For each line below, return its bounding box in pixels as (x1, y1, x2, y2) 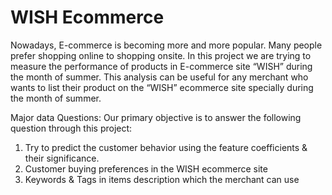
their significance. (24, 152, 100, 164)
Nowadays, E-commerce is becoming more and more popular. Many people (10, 39, 323, 51)
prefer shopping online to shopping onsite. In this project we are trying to (10, 49, 312, 61)
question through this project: (10, 122, 133, 134)
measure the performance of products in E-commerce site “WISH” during (10, 60, 313, 72)
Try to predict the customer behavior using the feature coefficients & (24, 141, 308, 153)
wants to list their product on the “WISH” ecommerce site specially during (10, 81, 314, 93)
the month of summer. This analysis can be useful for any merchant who (10, 71, 309, 83)
